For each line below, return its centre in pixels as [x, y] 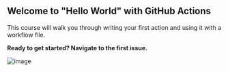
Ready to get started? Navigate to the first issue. [77, 48]
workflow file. [26, 35]
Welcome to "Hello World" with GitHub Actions [109, 11]
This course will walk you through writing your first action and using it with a [114, 27]
